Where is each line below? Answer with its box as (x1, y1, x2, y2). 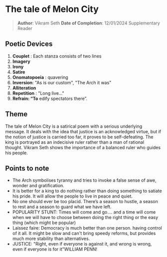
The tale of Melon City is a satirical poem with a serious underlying (5, 123, 143, 129)
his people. (5, 150, 28, 156)
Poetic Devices (5, 40, 53, 48)
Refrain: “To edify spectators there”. (12, 95, 88, 101)
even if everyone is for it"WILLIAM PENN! (12, 246, 98, 253)
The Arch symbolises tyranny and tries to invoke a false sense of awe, (12, 177, 157, 183)
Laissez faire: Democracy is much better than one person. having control (12, 225, 162, 231)
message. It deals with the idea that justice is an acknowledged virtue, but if (5, 128, 162, 134)
